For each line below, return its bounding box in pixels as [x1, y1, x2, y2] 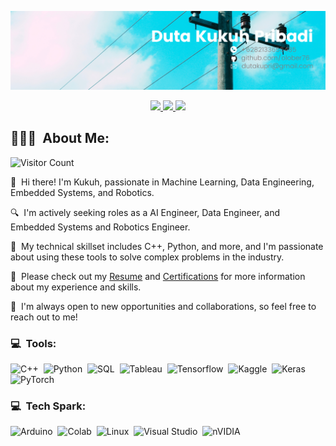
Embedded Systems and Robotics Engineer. [10, 221, 191, 233]
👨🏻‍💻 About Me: [10, 130, 110, 147]
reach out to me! [10, 311, 78, 323]
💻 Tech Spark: [10, 399, 87, 413]
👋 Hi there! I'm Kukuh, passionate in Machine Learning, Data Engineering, [10, 176, 315, 188]
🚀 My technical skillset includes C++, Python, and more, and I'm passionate [10, 240, 324, 252]
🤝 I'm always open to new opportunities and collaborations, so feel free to [10, 300, 317, 312]
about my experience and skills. [10, 281, 142, 293]
